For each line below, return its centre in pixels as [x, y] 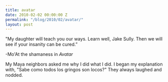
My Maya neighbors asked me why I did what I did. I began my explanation [84, 64]
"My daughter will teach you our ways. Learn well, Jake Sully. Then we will [84, 39]
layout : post [19, 24]
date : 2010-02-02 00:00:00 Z [36, 15]
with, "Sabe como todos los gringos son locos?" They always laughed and [84, 70]
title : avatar [20, 10]
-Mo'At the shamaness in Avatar [39, 54]
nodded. [14, 75]
